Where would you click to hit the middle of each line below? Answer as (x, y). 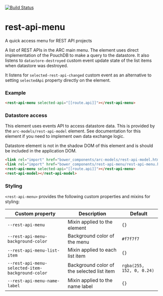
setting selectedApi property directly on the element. (58, 80)
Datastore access (26, 115)
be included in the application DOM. (41, 151)
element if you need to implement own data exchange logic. (65, 136)
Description (92, 214)
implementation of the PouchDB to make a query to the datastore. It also (77, 55)
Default (139, 214)
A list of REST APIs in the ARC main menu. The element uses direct (72, 50)
